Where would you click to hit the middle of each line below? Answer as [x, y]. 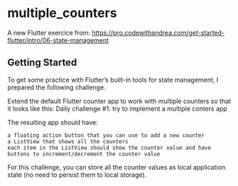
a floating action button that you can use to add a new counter [106, 135]
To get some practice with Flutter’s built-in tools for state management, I [113, 80]
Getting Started [42, 63]
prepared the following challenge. [56, 87]
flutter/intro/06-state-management [58, 40]
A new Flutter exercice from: [49, 33]
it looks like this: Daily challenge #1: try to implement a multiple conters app [117, 109]
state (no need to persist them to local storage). [77, 175]
